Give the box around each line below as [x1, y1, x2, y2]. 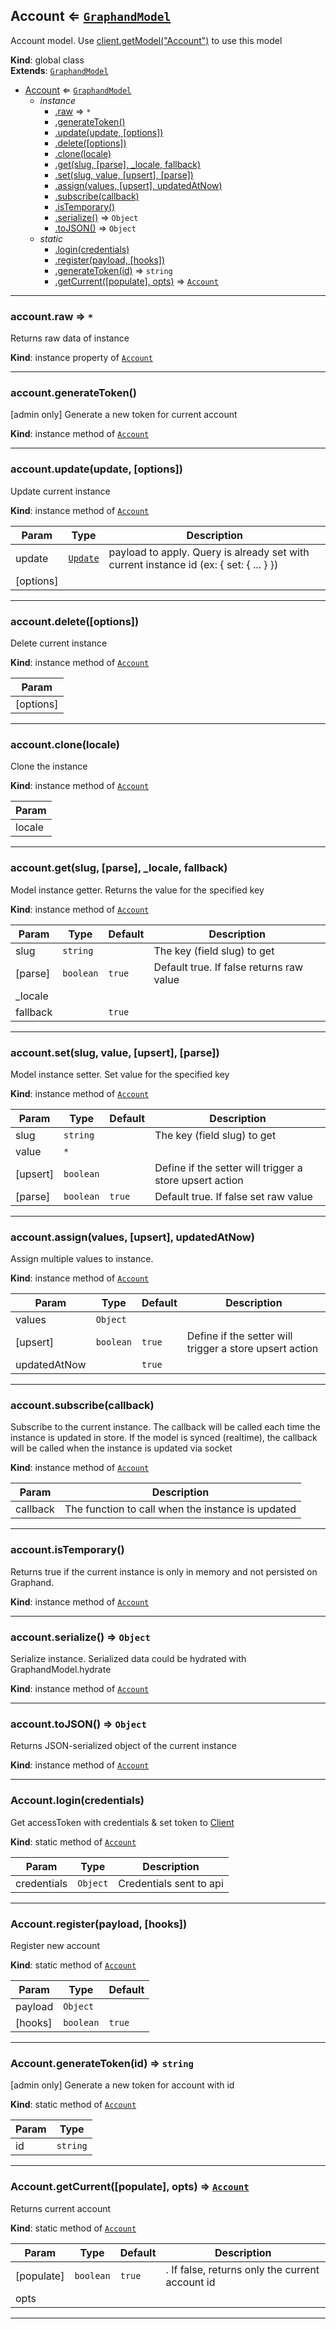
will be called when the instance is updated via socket [10, 1442, 233, 1454]
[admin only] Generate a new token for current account [10, 409, 238, 421]
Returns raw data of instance [10, 332, 130, 344]
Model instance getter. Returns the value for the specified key [10, 884, 265, 896]
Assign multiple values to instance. [10, 1253, 154, 1265]
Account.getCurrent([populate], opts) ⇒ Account [10, 2180, 250, 2194]
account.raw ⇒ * [10, 309, 94, 323]
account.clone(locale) [10, 737, 120, 751]
